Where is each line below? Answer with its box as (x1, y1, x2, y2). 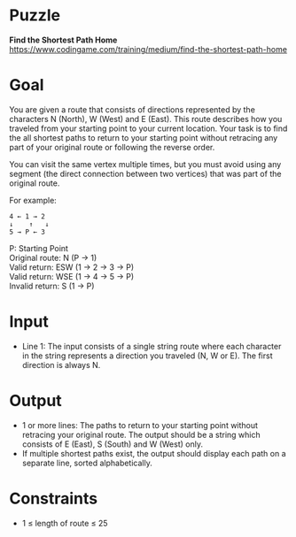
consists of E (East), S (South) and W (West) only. (21, 439, 204, 449)
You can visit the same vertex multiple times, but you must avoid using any (9, 158, 282, 169)
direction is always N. (21, 359, 101, 370)
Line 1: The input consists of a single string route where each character (21, 341, 282, 351)
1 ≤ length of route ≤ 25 (21, 518, 108, 528)
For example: (9, 195, 58, 205)
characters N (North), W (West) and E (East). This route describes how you (9, 113, 283, 124)
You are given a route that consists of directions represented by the (9, 104, 255, 115)
